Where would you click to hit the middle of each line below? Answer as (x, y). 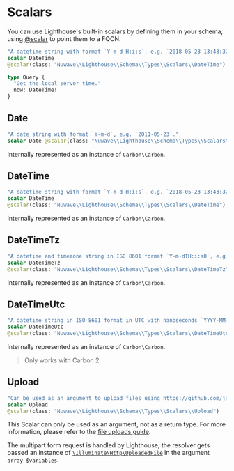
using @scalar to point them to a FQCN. (64, 38)
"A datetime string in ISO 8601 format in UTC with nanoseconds (102, 321)
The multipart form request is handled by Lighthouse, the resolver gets (109, 445)
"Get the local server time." (57, 84)
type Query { (26, 77)
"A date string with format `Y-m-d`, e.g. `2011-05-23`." (93, 134)
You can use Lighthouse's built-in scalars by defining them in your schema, (115, 31)
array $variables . (33, 460)
